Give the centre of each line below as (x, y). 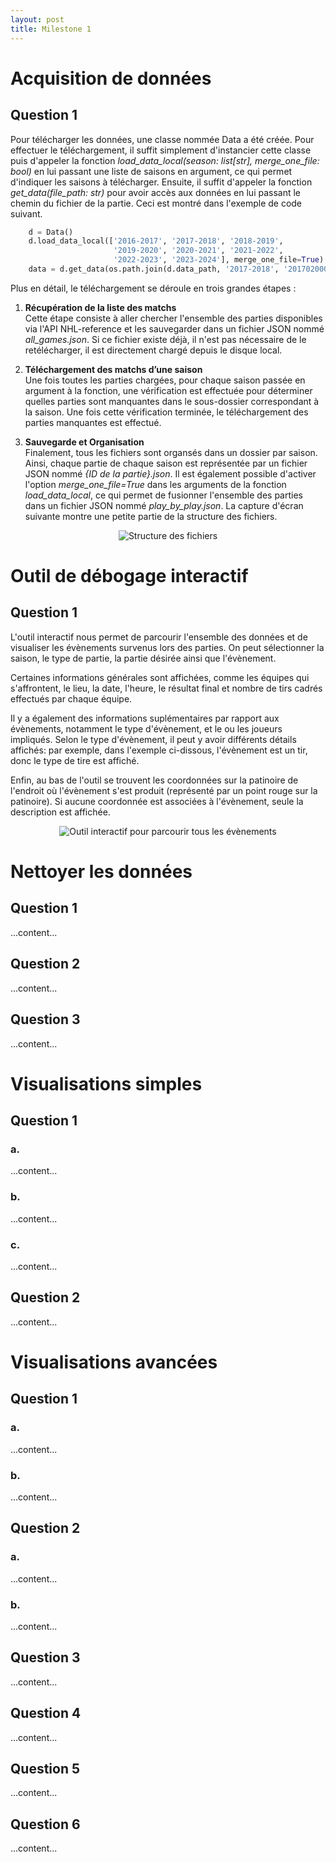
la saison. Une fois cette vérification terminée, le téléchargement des (166, 412)
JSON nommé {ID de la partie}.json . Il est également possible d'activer (170, 473)
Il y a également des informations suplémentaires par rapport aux (145, 718)
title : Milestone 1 (51, 29)
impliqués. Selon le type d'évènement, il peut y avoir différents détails (153, 739)
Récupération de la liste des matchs (100, 307)
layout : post (37, 19)
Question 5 (45, 1768)
